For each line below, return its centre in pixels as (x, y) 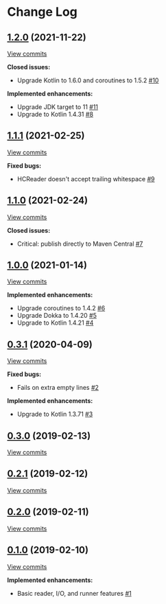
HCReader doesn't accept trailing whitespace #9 (86, 178)
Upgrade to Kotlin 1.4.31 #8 (55, 114)
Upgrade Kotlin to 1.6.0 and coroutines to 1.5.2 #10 (88, 80)
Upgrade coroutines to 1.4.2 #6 (61, 308)
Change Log (42, 12)
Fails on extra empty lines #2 (58, 388)
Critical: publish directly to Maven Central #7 (80, 244)
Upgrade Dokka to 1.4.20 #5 (57, 316)
